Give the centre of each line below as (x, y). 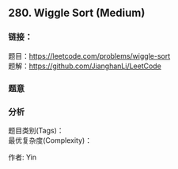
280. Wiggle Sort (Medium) (77, 13)
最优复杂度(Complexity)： (50, 140)
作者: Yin (23, 157)
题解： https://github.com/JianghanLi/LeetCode (85, 66)
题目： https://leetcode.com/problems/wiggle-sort (89, 56)
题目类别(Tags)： (36, 130)
